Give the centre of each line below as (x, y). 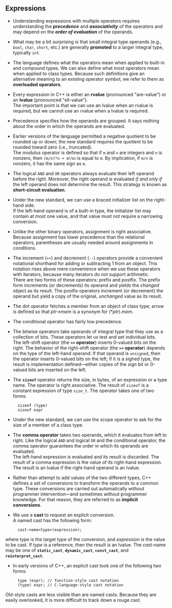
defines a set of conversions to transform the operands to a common (86, 483)
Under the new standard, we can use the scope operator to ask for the (87, 419)
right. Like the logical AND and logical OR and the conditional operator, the (89, 440)
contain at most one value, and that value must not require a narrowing (88, 216)
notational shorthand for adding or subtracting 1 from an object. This (85, 263)
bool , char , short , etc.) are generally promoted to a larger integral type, (88, 47)
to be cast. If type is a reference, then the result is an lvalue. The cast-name (86, 545)
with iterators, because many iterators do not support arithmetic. (81, 274)
